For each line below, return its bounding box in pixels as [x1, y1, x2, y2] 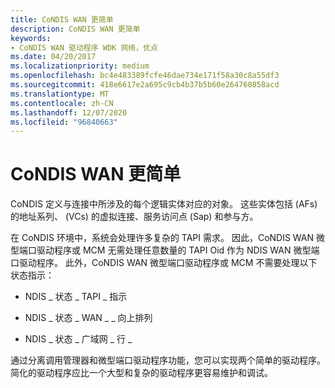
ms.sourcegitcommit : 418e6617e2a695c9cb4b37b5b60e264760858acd [10, 80, 280, 90]
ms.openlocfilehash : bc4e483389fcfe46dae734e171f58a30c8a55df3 [10, 71, 280, 81]
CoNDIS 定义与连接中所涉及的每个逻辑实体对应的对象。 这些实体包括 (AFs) [10, 198, 318, 210]
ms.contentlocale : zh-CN [10, 98, 114, 108]
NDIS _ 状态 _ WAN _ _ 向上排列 [24, 312, 153, 324]
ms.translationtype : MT [10, 89, 110, 99]
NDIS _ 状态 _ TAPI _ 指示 [24, 291, 128, 303]
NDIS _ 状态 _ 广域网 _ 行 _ [24, 333, 133, 345]
